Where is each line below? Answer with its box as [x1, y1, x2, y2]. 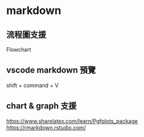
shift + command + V [6, 82, 59, 89]
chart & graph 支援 [6, 101, 77, 111]
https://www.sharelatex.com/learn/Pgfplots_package [6, 117, 138, 125]
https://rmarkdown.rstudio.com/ [6, 124, 87, 131]
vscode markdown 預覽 [6, 65, 96, 76]
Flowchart [6, 46, 31, 53]
